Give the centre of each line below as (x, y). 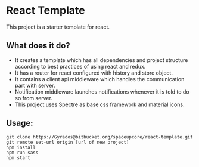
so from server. (33, 98)
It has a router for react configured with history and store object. (94, 73)
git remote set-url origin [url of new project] (68, 142)
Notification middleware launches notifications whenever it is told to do (102, 92)
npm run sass (22, 153)
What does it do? (38, 46)
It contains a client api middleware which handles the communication (99, 79)
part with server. (35, 85)
